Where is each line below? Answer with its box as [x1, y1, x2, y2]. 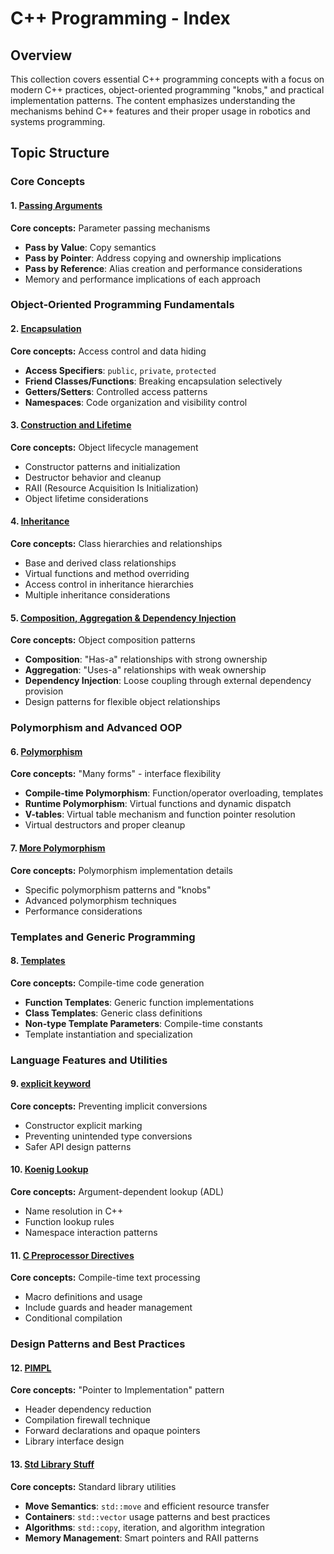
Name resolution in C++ [24, 1205, 124, 1217]
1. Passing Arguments [10, 199, 103, 211]
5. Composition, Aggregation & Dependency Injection [10, 612, 237, 624]
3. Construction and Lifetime [10, 419, 132, 431]
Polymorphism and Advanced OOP [10, 721, 183, 735]
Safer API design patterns [24, 1140, 132, 1152]
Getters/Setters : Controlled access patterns [24, 385, 208, 397]
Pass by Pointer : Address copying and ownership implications [24, 252, 282, 264]
